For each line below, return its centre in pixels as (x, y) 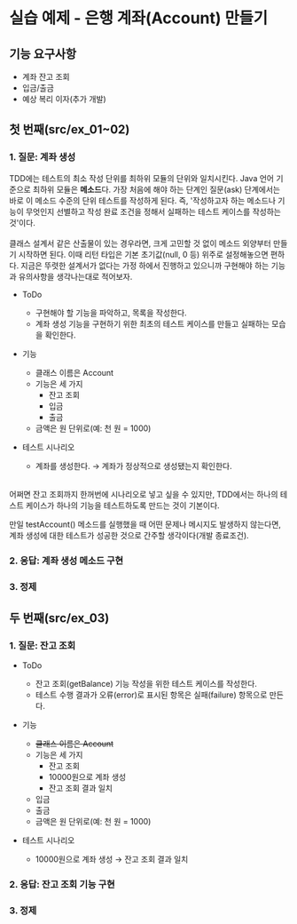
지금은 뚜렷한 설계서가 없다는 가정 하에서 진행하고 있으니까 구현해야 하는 (145, 265)
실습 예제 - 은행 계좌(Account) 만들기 (139, 18)
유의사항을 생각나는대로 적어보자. (75, 276)
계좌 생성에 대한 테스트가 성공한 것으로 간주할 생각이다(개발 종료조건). (129, 535)
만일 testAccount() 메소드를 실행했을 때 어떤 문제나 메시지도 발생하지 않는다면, (145, 524)
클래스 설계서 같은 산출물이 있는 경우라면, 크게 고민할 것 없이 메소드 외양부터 (141, 243)
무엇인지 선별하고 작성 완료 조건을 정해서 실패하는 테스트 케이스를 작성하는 (153, 211)
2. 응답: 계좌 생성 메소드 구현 (66, 561)
